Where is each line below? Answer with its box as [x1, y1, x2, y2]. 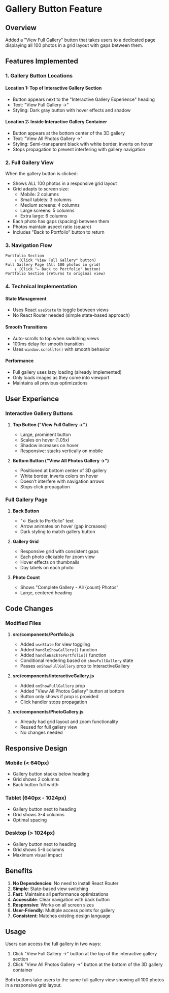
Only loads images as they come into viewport [12, 374, 110, 380]
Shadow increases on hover [20, 442, 79, 448]
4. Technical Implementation [5, 283, 77, 290]
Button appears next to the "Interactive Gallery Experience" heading [12, 96, 155, 102]
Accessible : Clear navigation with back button [12, 896, 110, 902]
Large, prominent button [20, 431, 71, 437]
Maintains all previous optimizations [12, 380, 88, 386]
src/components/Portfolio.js [12, 631, 75, 637]
